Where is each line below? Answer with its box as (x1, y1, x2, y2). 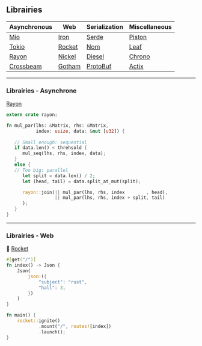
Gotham (58, 62, 81, 70)
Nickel (58, 52, 76, 61)
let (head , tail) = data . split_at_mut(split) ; (22, 178, 141, 184)
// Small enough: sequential (14, 139, 87, 145)
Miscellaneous (129, 22, 173, 31)
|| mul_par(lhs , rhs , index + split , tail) (54, 195, 165, 201)
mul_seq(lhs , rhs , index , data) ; (22, 150, 106, 157)
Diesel (86, 52, 104, 61)
